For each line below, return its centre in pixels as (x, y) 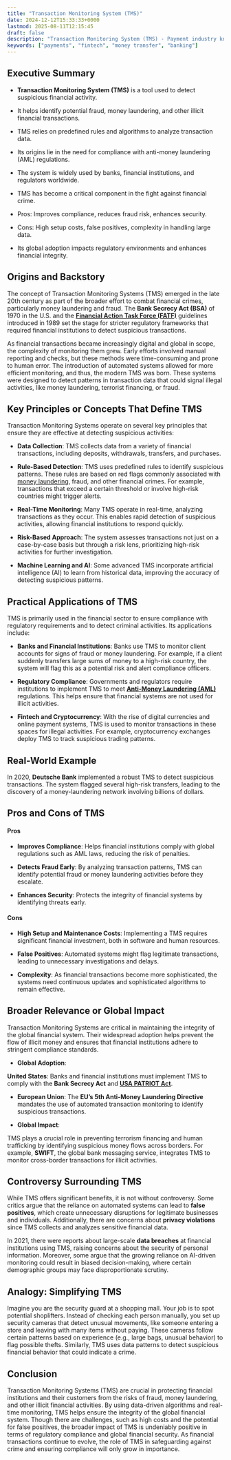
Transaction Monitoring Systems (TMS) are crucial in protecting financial (110, 1390)
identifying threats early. (52, 902)
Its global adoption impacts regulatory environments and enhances (112, 248)
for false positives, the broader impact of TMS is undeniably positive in (107, 1427)
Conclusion (32, 1374)
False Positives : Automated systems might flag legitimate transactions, (118, 954)
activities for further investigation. (65, 552)
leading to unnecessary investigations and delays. (88, 961)
